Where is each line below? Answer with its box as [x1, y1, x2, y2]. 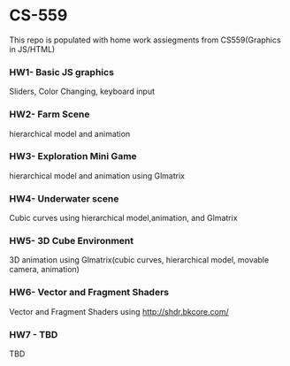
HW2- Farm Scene [9, 108, 90, 120]
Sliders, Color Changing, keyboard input [9, 86, 155, 97]
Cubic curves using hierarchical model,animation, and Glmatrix [9, 213, 238, 224]
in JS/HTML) [9, 43, 56, 54]
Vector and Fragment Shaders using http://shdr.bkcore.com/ [9, 306, 229, 316]
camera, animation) [9, 264, 80, 275]
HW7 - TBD [9, 328, 58, 340]
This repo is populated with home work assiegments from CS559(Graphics [9, 34, 281, 45]
